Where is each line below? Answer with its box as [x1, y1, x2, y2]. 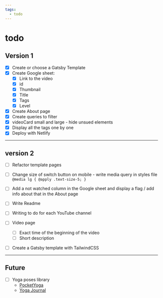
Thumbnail [19, 86, 41, 92]
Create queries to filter [12, 114, 57, 120]
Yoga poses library [12, 277, 50, 282]
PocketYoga [19, 282, 44, 288]
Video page [12, 220, 35, 226]
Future [5, 264, 26, 272]
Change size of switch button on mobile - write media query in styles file [12, 172, 158, 177]
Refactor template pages [12, 162, 62, 168]
